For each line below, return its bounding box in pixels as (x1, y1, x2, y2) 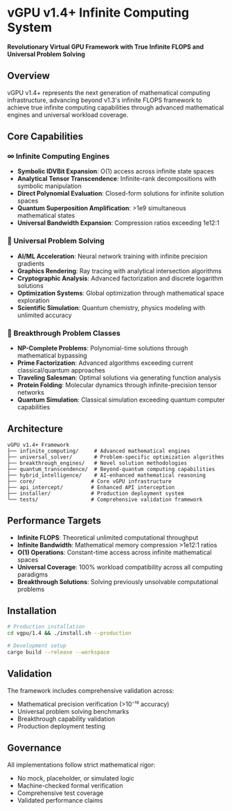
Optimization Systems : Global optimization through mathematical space (17, 289, 224, 297)
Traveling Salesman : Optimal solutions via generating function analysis (17, 373, 222, 382)
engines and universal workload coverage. (7, 110, 129, 119)
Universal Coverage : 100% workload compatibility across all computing (17, 563, 223, 571)
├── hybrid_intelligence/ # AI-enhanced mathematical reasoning (7, 472, 206, 479)
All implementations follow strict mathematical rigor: (7, 760, 156, 769)
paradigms (17, 570, 48, 579)
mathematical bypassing (17, 352, 88, 360)
